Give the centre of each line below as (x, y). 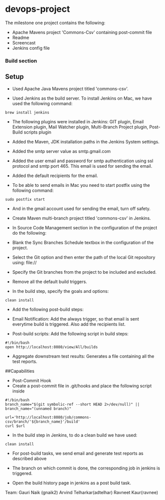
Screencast (24, 42)
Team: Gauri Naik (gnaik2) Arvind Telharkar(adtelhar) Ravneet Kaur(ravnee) (82, 492)
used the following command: (42, 103)
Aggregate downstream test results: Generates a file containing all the (83, 356)
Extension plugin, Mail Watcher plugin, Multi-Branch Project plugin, (80, 127)
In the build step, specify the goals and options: (61, 291)
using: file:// (24, 262)
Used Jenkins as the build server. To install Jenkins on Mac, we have (82, 98)
